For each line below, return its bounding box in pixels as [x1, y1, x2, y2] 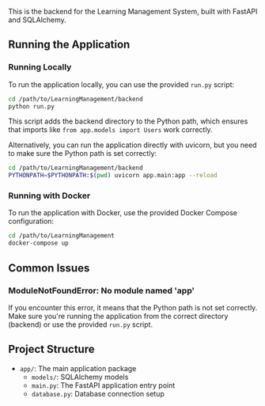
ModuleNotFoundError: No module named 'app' [8, 285, 195, 296]
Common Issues [8, 261, 90, 275]
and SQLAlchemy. [8, 15, 67, 25]
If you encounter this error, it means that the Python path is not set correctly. [8, 302, 258, 312]
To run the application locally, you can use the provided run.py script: [8, 79, 235, 89]
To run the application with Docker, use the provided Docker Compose [8, 208, 237, 218]
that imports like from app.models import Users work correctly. [8, 125, 213, 135]
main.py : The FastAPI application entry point [31, 380, 176, 390]
